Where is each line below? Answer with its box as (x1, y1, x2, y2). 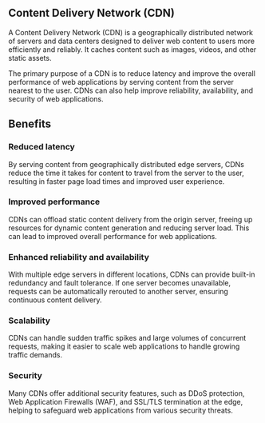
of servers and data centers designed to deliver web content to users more (8, 36, 255, 46)
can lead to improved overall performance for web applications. (8, 231, 217, 241)
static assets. (8, 53, 52, 62)
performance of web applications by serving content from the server (8, 77, 234, 86)
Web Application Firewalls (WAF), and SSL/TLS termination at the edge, (8, 397, 243, 406)
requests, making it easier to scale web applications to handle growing (8, 341, 240, 351)
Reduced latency (8, 142, 76, 153)
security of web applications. (8, 94, 104, 103)
